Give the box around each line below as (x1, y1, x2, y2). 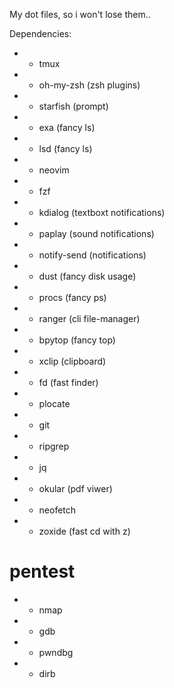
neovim (38, 164, 70, 176)
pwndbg (38, 646, 74, 658)
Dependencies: (9, 28, 72, 39)
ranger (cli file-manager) (38, 313, 141, 324)
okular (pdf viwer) (38, 483, 113, 494)
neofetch (38, 504, 77, 516)
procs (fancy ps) (38, 292, 107, 303)
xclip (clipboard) (38, 355, 107, 367)
